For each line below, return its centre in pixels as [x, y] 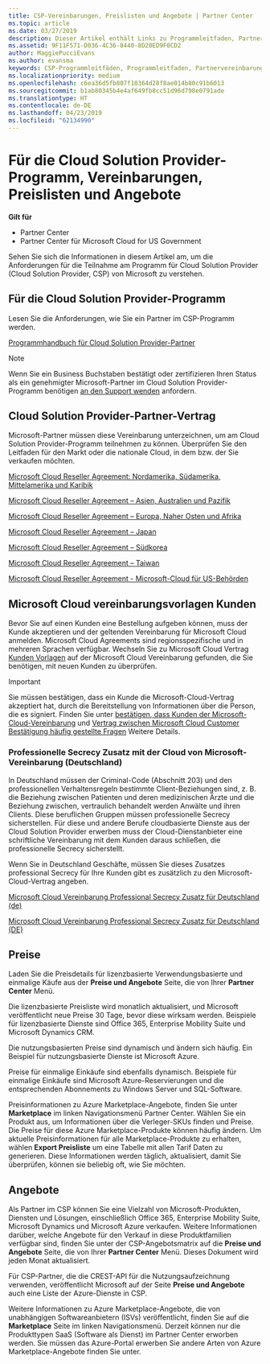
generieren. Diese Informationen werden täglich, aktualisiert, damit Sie [125, 1156]
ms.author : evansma [41, 61]
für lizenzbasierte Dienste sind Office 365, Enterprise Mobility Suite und [127, 1024]
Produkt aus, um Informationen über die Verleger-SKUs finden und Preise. [131, 1122]
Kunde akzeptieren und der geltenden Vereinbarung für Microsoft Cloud [127, 632]
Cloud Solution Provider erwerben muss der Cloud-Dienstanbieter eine [125, 831]
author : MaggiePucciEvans [51, 53]
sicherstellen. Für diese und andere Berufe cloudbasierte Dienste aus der [129, 822]
